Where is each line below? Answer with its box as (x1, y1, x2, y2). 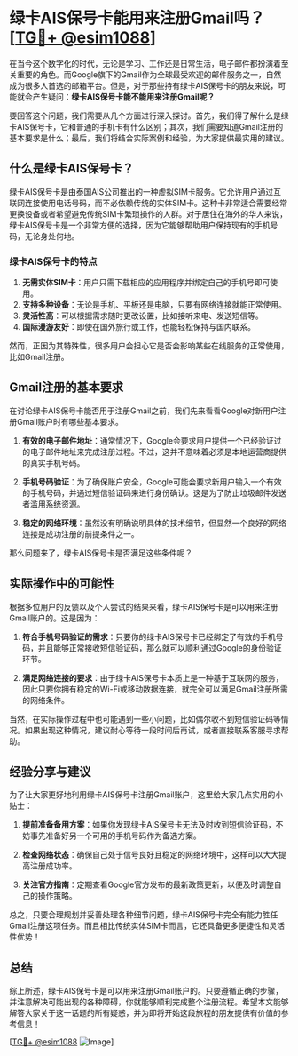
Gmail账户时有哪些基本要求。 (16, 416, 124, 427)
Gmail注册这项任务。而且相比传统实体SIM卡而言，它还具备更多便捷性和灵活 (9, 921, 286, 932)
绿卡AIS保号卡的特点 (9, 255, 98, 268)
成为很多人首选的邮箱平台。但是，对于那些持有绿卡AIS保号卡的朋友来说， (9, 80, 278, 91)
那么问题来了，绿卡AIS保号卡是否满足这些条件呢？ (9, 548, 193, 558)
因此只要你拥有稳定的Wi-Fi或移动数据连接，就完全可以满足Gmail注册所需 (21, 684, 288, 694)
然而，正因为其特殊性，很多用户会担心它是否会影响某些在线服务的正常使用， (9, 340, 289, 351)
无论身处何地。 (24, 230, 80, 241)
